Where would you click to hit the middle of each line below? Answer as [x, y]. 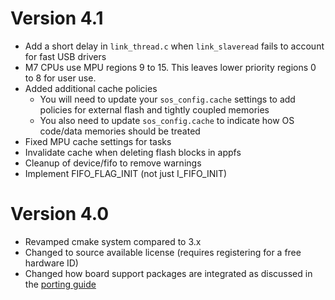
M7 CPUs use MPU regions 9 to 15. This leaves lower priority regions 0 [170, 67]
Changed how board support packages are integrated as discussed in [168, 273]
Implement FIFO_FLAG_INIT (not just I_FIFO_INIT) [126, 173]
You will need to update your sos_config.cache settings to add [167, 99]
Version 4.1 [57, 18]
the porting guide [60, 284]
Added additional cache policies [91, 88]
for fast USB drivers [65, 56]
